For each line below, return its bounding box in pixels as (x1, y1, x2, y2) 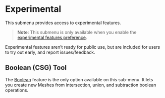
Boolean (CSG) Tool (5, 64, 67, 72)
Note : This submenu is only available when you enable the (17, 29, 137, 35)
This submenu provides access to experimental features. (5, 20, 121, 26)
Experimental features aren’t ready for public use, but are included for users (5, 44, 160, 50)
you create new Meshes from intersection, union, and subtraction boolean (5, 82, 156, 88)
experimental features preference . (17, 34, 88, 40)
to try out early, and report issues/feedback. (5, 49, 95, 55)
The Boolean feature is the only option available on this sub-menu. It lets (5, 76, 153, 82)
